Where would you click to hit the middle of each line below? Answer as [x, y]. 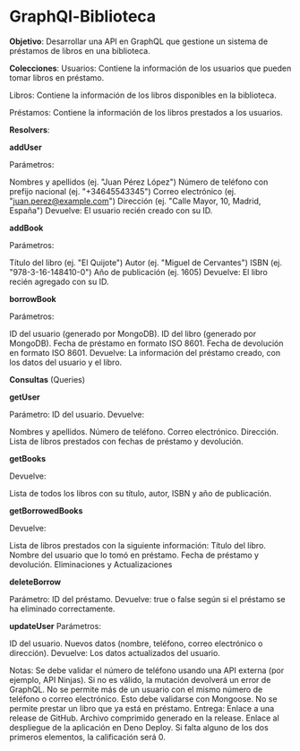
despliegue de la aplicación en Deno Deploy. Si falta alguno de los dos [139, 727]
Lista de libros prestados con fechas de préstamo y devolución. [126, 441]
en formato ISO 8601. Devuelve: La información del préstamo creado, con [145, 352]
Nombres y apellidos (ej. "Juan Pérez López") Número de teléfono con [139, 182]
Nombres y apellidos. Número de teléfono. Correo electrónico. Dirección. [144, 431]
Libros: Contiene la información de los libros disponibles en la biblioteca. [143, 95]
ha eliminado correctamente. [62, 609]
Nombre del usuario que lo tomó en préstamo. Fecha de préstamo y [134, 555]
